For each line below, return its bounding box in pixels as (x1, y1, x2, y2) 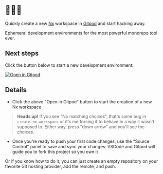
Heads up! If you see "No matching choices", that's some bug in (17, 113, 146, 119)
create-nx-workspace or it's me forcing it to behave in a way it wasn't (17, 118, 155, 124)
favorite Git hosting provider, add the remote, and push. (5, 163, 116, 169)
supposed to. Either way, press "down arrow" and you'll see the (17, 124, 145, 130)
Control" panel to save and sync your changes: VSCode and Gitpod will (12, 143, 155, 149)
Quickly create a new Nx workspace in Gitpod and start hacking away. (5, 20, 146, 26)
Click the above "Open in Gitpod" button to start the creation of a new (12, 98, 152, 104)
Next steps (5, 49, 39, 58)
